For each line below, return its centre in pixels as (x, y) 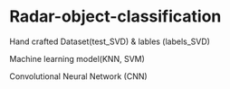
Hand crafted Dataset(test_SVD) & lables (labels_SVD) (110, 41)
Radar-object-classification (115, 17)
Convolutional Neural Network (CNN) (78, 76)
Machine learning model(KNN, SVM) (77, 58)
